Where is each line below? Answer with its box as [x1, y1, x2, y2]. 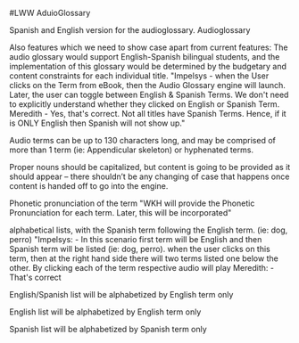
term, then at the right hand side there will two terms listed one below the [9, 253, 278, 264]
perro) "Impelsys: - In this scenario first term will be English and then [9, 234, 262, 244]
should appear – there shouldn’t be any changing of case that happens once [9, 171, 290, 182]
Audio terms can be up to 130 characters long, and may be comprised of [9, 135, 277, 145]
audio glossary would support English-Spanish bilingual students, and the [9, 52, 280, 61]
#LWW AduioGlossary [9, 8, 91, 18]
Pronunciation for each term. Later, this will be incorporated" [9, 208, 232, 217]
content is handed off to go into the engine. [9, 181, 169, 191]
